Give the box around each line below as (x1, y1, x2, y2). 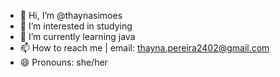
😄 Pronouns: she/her (19, 56, 108, 68)
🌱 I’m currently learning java (19, 31, 136, 42)
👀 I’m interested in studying (19, 20, 133, 32)
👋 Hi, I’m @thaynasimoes (19, 10, 123, 21)
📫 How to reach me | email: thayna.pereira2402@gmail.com (19, 42, 270, 54)
